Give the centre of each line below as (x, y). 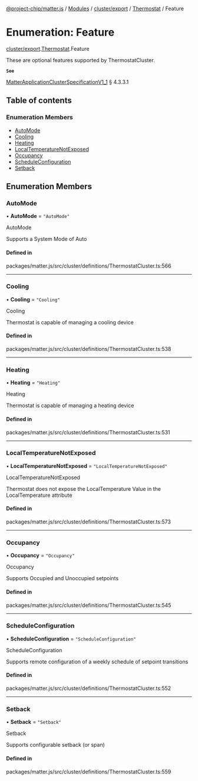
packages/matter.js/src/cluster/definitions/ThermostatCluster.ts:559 (89, 772)
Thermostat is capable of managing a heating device (70, 406)
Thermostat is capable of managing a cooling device (70, 322)
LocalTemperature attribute (39, 495)
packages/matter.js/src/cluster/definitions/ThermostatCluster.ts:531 (88, 432)
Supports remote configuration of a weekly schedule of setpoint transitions (97, 662)
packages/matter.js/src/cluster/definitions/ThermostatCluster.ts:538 (89, 349)
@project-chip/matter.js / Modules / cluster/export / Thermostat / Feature (95, 9)
